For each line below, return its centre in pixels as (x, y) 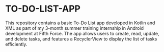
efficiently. (16, 44)
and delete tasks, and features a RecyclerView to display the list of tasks (81, 39)
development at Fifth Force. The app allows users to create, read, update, (82, 33)
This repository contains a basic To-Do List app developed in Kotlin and (80, 23)
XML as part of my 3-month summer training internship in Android (75, 28)
